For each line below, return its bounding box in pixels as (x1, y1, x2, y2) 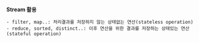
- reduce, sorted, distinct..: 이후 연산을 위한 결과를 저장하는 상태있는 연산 (6, 25, 190, 31)
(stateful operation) (6, 31, 62, 37)
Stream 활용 (6, 6, 37, 13)
